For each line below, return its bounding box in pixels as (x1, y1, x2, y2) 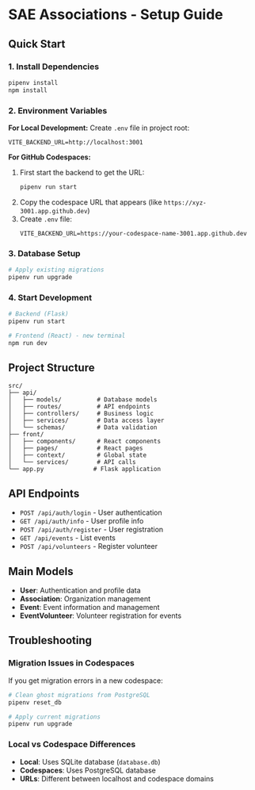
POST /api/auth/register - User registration (19, 525, 164, 535)
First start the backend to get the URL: (19, 167, 145, 177)
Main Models (8, 565, 74, 578)
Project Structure (8, 361, 95, 374)
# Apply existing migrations (8, 266, 105, 274)
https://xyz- (163, 198, 207, 207)
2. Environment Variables (8, 105, 108, 116)
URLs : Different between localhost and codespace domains (19, 773, 215, 783)
